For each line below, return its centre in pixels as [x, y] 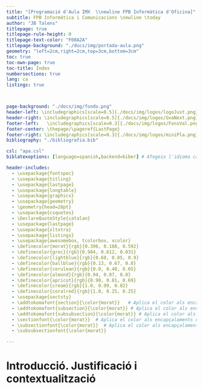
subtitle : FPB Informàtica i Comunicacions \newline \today [84, 18]
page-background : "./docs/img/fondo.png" [59, 106]
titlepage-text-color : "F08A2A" [47, 40]
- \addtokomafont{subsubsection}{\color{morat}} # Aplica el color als [104, 314]
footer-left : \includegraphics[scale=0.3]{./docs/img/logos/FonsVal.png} [104, 123]
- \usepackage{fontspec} [43, 173]
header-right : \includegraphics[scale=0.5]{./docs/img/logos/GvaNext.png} [102, 118]
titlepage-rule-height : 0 [39, 34]
